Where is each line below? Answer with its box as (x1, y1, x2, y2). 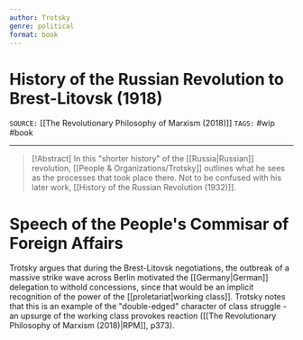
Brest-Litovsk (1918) (9, 87, 163, 108)
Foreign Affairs (9, 233, 124, 253)
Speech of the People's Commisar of (9, 214, 289, 234)
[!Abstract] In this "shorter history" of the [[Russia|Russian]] (31, 153, 254, 164)
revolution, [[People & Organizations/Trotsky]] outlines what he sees (31, 163, 286, 174)
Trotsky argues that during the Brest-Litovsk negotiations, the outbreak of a (9, 262, 290, 273)
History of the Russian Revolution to (9, 69, 284, 89)
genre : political (9, 22, 75, 31)
